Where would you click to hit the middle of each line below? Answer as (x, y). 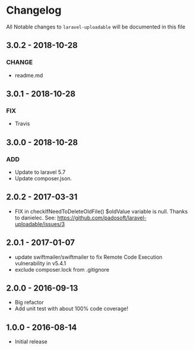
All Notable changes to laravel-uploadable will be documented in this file (96, 27)
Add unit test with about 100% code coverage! (71, 308)
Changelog (34, 10)
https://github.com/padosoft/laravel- (102, 218)
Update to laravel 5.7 (40, 172)
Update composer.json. (43, 178)
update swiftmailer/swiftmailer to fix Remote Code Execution (89, 257)
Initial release (31, 342)
